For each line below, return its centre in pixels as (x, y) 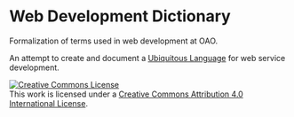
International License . (49, 103)
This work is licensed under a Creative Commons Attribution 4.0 (127, 94)
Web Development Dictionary (120, 16)
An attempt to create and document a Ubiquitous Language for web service (147, 58)
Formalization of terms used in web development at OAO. (114, 41)
